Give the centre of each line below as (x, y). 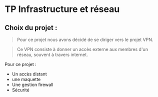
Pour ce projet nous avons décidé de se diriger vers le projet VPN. (85, 39)
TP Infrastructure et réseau (62, 9)
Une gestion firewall (32, 84)
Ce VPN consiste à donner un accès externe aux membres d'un (82, 49)
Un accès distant (29, 74)
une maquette (26, 79)
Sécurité (20, 90)
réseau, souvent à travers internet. (52, 54)
